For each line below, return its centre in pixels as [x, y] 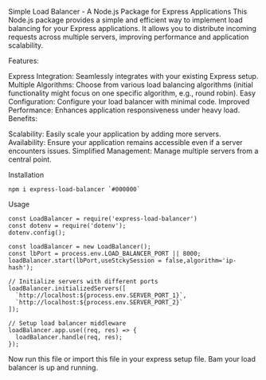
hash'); [21, 268]
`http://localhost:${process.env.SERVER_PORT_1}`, [101, 296]
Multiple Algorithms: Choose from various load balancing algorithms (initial [131, 84]
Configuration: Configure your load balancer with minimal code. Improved [129, 102]
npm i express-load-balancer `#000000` [74, 190]
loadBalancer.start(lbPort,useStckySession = [85, 261]
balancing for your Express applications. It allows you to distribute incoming [133, 28]
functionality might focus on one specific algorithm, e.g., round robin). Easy [132, 93]
